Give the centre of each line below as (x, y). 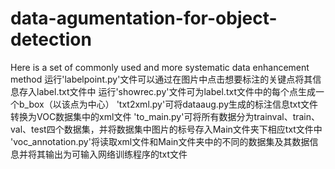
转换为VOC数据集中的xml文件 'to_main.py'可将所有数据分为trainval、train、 (165, 116)
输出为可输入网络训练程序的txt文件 (116, 154)
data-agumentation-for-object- (144, 18)
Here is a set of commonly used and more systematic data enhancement (160, 67)
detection (51, 39)
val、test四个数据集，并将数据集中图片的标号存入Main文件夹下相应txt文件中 (166, 129)
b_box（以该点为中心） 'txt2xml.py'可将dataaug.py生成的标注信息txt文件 (168, 104)
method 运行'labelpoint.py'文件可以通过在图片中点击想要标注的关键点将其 (161, 79)
